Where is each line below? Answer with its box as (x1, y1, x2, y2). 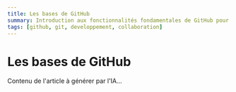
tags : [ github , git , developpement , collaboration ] (7, 23, 163, 30)
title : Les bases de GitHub (7, 10, 90, 18)
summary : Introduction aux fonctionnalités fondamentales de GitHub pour (7, 17, 230, 24)
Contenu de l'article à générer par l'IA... (7, 77, 122, 85)
